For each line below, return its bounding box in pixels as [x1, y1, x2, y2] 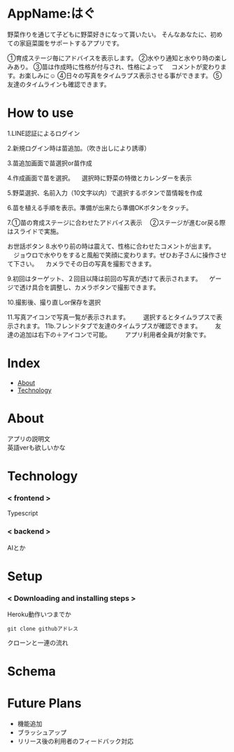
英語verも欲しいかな [7, 443, 66, 452]
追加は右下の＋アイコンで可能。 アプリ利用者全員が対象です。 [19, 330, 210, 339]
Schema [7, 664, 56, 679]
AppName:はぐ [7, 6, 96, 22]
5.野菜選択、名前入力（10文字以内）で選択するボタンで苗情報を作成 [7, 188, 203, 197]
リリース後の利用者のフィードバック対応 [17, 737, 134, 746]
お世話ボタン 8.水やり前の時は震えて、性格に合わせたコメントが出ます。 [7, 242, 215, 250]
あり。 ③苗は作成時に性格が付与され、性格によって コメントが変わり [13, 62, 221, 71]
